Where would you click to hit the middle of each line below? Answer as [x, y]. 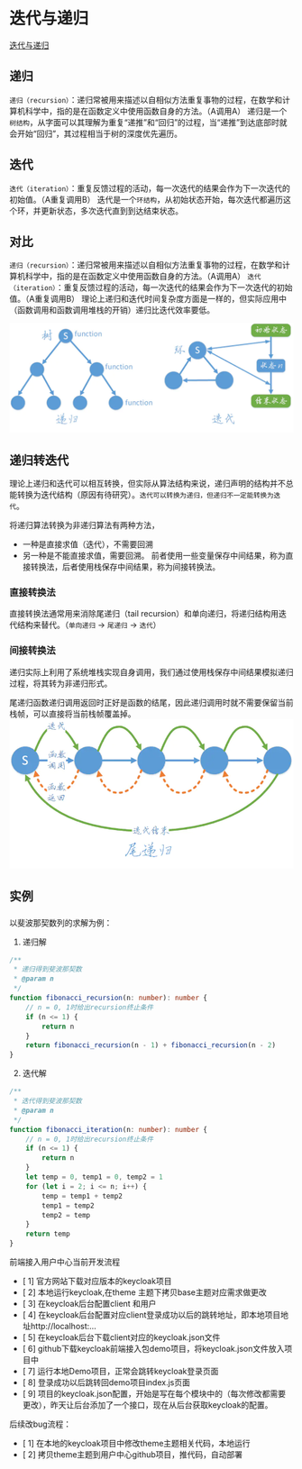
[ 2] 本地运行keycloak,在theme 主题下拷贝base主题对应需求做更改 [145, 1292]
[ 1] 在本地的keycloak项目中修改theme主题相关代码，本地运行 [136, 1443]
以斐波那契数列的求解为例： [61, 922]
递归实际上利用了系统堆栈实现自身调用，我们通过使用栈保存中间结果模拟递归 [151, 671]
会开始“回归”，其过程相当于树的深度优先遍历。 [96, 133]
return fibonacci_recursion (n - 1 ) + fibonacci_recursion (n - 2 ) [151, 1045]
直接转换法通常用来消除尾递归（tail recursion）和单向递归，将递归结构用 [144, 614]
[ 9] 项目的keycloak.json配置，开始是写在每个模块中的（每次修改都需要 [154, 1394]
